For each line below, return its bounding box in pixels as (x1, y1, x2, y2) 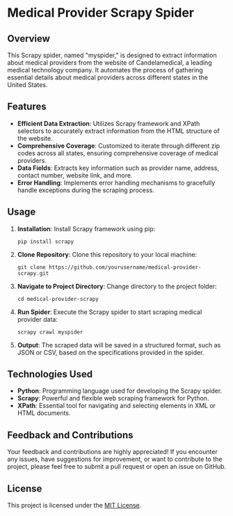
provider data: (17, 315, 58, 323)
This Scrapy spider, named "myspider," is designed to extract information (7, 51, 217, 59)
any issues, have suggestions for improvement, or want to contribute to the (7, 455, 223, 464)
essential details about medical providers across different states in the (7, 73, 209, 81)
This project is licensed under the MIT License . (7, 501, 142, 510)
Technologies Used (7, 368, 93, 380)
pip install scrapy (17, 238, 74, 245)
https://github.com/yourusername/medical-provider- (48, 263, 202, 271)
